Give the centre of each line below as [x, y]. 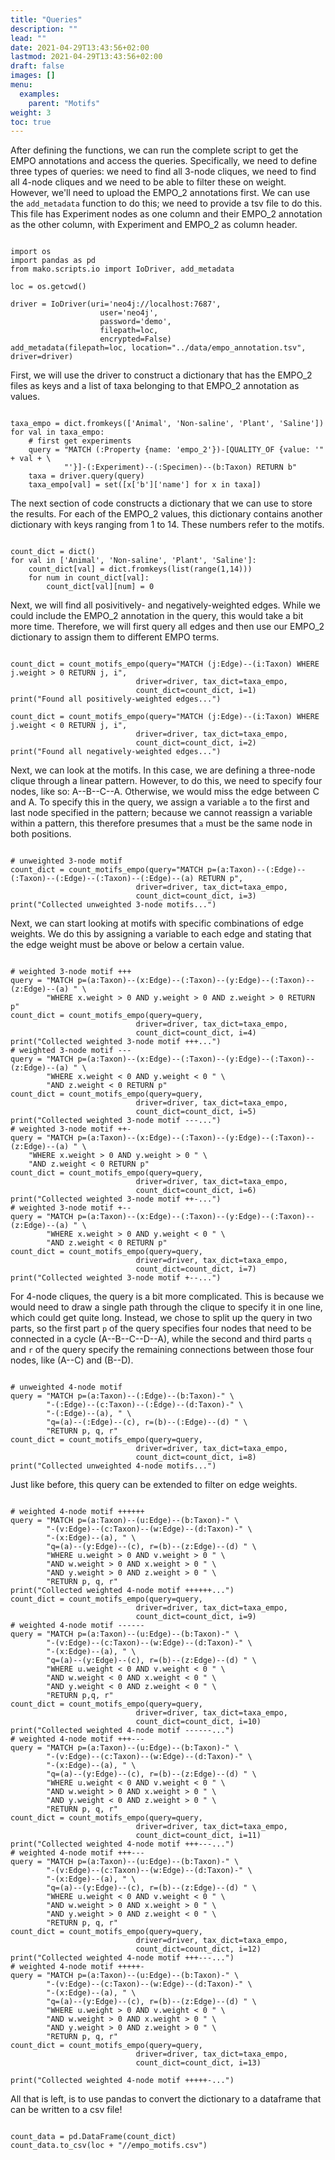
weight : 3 [31, 112]
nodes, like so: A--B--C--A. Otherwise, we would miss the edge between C [165, 792]
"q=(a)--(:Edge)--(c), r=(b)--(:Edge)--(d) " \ [147, 1422]
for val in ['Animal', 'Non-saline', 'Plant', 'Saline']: [133, 561]
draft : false [37, 66]
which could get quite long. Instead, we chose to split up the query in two [161, 1318]
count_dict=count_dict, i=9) [196, 1617]
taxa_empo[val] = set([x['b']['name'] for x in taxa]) [145, 485]
